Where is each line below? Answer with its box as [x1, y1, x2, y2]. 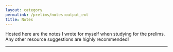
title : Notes [5, 17, 33, 22]
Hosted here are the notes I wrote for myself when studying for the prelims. [5, 31, 165, 37]
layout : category [5, 7, 43, 13]
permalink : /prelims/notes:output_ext [5, 12, 89, 17]
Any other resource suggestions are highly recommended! [5, 36, 129, 42]
